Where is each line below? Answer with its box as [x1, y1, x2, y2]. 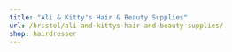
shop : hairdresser [9, 29, 77, 38]
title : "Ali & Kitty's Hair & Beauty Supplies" [9, 12, 189, 22]
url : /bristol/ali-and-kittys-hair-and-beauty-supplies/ [9, 21, 224, 30]
